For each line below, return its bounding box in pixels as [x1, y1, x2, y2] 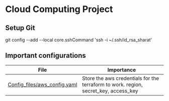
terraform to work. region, [82, 81, 143, 88]
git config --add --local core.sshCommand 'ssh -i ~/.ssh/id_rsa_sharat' [5, 37, 152, 43]
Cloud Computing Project [5, 4, 113, 15]
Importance [107, 66, 136, 73]
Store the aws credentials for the [82, 74, 159, 81]
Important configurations [5, 51, 87, 60]
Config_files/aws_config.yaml [8, 81, 77, 88]
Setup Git [5, 24, 35, 32]
